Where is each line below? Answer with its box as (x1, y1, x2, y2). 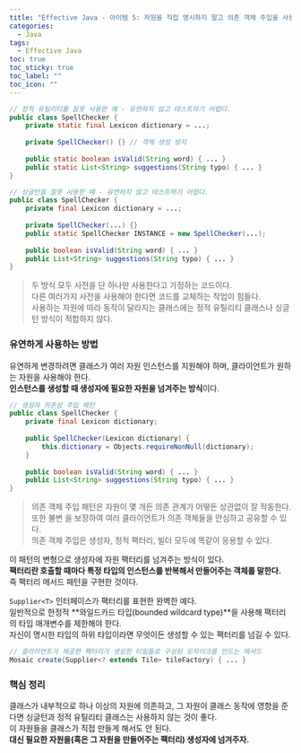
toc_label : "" (9, 72, 63, 81)
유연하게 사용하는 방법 (9, 338, 99, 351)
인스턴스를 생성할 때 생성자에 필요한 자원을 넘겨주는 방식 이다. (9, 382, 220, 393)
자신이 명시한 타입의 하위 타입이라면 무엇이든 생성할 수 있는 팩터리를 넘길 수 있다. (9, 629, 291, 640)
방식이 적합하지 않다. (40, 313, 114, 324)
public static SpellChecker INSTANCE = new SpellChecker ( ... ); (25, 229, 267, 238)
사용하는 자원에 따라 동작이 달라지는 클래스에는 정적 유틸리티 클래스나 (30, 302, 273, 313)
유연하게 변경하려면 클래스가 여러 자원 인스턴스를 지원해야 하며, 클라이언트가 (9, 360, 275, 371)
